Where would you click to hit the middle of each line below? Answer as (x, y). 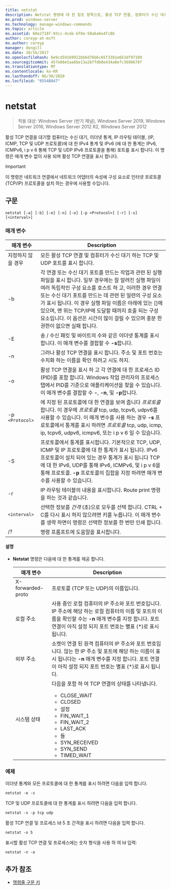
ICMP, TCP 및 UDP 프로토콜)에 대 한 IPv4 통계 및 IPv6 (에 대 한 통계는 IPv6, (81, 143)
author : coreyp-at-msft (31, 39)
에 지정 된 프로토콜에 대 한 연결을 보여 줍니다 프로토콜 (101, 402)
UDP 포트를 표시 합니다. (67, 263)
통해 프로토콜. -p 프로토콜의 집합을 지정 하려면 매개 (98, 473)
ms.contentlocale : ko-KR (32, 72)
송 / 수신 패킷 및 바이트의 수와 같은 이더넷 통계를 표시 (100, 335)
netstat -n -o (20, 852)
